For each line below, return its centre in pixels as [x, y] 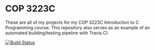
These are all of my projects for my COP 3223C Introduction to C [72, 22]
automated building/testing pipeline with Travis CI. [57, 33]
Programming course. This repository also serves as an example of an [78, 27]
